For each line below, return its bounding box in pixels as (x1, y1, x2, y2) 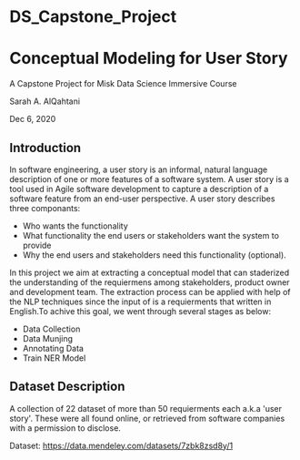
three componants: (9, 202, 81, 213)
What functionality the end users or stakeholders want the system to (22, 230, 280, 240)
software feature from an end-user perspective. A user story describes (9, 193, 275, 204)
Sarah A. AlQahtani (9, 96, 80, 107)
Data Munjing (22, 332, 74, 343)
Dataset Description (9, 379, 125, 394)
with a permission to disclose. (9, 422, 121, 434)
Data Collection (22, 323, 81, 334)
